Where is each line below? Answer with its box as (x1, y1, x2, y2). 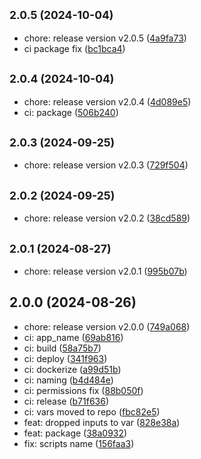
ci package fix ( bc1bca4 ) (23, 42, 126, 54)
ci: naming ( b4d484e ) (23, 374, 114, 386)
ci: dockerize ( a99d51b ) (23, 363, 122, 375)
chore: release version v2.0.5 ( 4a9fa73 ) (23, 32, 187, 44)
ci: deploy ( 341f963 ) (23, 352, 108, 364)
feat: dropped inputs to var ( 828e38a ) (23, 416, 181, 428)
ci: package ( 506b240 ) (23, 106, 119, 118)
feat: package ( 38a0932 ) (23, 427, 128, 439)
